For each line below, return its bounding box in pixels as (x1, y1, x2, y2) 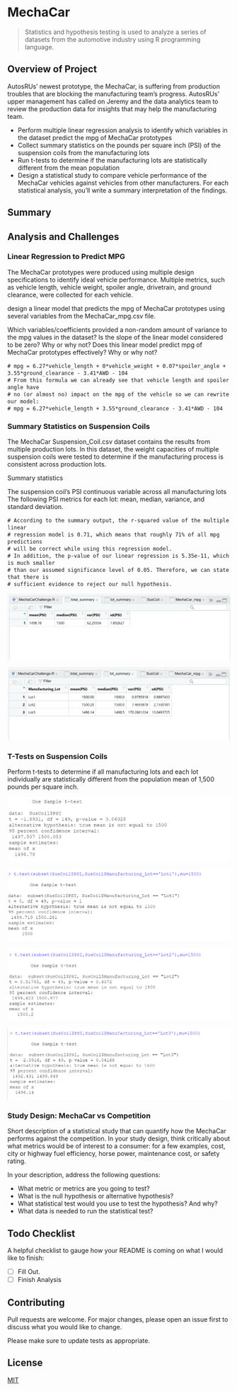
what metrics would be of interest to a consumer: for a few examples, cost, (7, 1142, 226, 1150)
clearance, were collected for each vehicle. (7, 290, 133, 299)
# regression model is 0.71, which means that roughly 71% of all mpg (7, 532, 220, 539)
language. (24, 42, 54, 51)
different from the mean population (17, 164, 120, 172)
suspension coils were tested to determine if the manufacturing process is (7, 452, 224, 461)
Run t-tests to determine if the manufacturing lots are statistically (17, 156, 207, 164)
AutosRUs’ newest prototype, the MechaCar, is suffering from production (7, 82, 221, 91)
